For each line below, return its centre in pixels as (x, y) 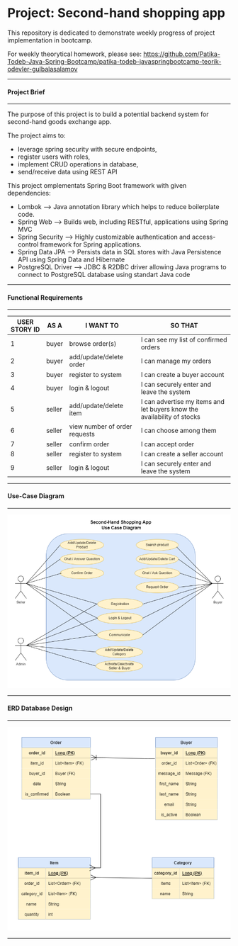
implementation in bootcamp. (50, 40)
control (28, 244)
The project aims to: (36, 135)
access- (204, 237)
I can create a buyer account (182, 374)
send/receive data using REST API (68, 172)
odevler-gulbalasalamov (42, 69)
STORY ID (25, 329)
